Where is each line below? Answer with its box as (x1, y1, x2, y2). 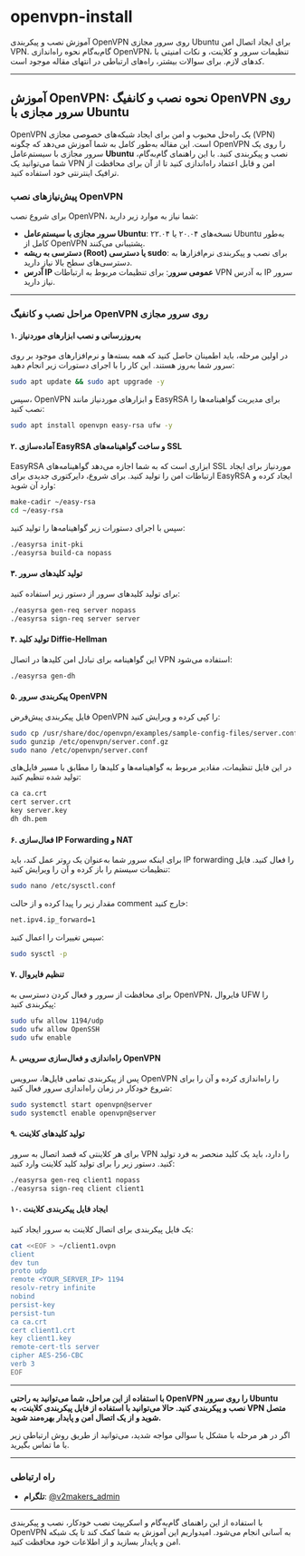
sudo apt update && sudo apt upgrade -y (10, 377, 166, 387)
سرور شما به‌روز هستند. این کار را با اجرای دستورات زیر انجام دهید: (10, 360, 235, 371)
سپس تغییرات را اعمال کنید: (10, 932, 105, 943)
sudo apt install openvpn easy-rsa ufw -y (10, 421, 173, 430)
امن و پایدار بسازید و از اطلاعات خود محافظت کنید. (10, 1536, 181, 1548)
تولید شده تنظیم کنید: (10, 771, 81, 782)
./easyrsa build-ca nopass (10, 548, 112, 557)
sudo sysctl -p (10, 949, 68, 958)
